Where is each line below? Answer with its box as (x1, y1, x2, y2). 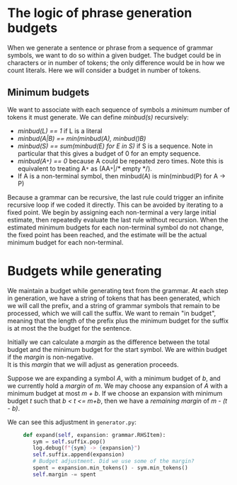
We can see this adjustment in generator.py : (7, 418, 137, 426)
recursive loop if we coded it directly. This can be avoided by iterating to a (7, 200, 224, 209)
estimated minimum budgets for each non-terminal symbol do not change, (7, 223, 224, 232)
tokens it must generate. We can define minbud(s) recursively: (7, 113, 189, 121)
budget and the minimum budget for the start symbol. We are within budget (7, 345, 228, 353)
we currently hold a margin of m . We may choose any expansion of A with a (7, 381, 229, 390)
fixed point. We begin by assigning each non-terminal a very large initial (7, 207, 217, 217)
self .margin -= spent (33, 471, 97, 478)
